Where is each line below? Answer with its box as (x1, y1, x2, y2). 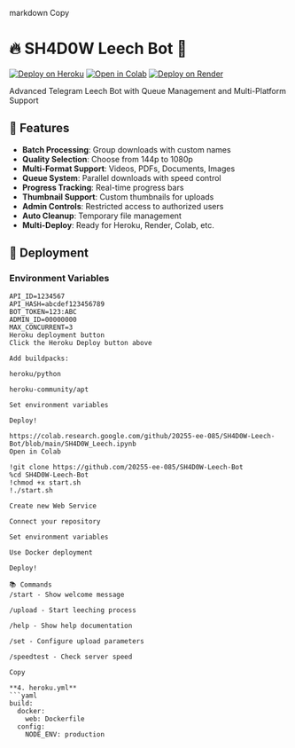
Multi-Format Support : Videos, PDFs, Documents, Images (21, 163, 236, 174)
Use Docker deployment (9, 548, 93, 557)
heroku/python (9, 370, 62, 379)
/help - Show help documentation (9, 621, 133, 631)
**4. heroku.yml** (9, 683, 77, 693)
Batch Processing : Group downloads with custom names (21, 144, 232, 154)
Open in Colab (9, 447, 62, 456)
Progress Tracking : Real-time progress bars (21, 182, 184, 193)
